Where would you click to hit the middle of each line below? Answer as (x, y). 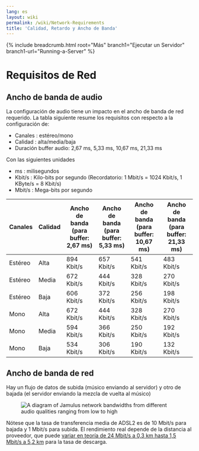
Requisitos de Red (51, 75)
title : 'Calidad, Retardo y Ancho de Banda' (62, 28)
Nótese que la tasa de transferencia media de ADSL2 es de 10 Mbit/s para (96, 423)
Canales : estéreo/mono (44, 136)
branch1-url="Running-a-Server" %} (51, 52)
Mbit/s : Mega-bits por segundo (54, 190)
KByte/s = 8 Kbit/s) (38, 184)
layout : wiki (22, 17)
